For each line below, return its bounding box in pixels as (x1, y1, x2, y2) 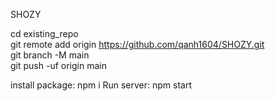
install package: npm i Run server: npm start (10, 79, 193, 91)
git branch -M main (10, 49, 90, 61)
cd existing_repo (10, 28, 79, 39)
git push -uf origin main (10, 60, 107, 71)
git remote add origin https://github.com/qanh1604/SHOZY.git (10, 39, 265, 50)
